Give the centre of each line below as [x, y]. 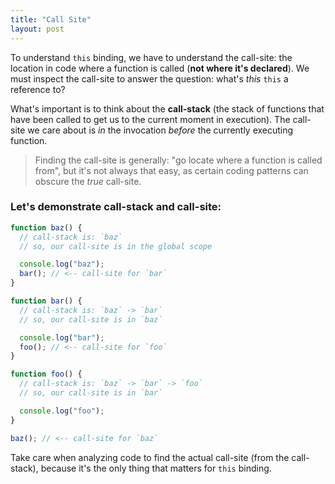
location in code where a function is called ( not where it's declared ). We [160, 68]
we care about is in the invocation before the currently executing [160, 130]
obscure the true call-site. [88, 181]
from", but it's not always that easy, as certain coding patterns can [171, 170]
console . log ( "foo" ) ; [62, 411]
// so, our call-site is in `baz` [91, 319]
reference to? [38, 89]
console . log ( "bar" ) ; [62, 337]
